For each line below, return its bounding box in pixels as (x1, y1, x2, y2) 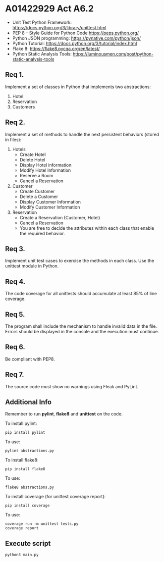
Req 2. (5, 118, 26, 127)
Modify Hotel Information (19, 167, 71, 173)
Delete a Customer (19, 194, 58, 200)
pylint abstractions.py (5, 449, 55, 454)
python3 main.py (5, 553, 39, 558)
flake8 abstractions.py (5, 485, 55, 490)
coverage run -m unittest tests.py (5, 521, 79, 526)
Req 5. (5, 310, 25, 318)
